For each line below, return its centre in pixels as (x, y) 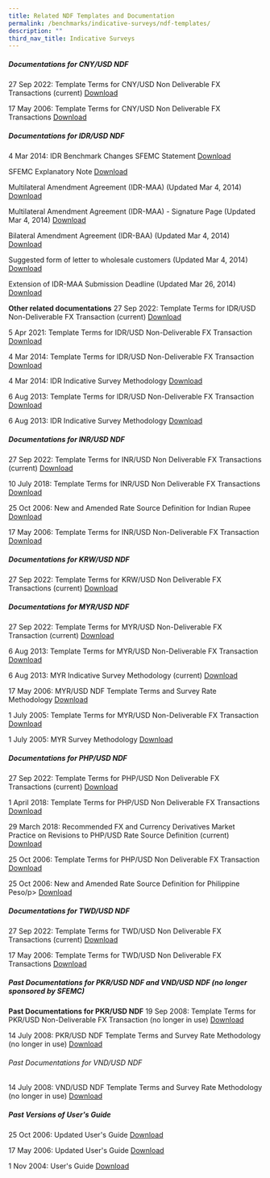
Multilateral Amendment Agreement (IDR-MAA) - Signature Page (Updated (132, 211)
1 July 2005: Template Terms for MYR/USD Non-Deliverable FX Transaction (134, 716)
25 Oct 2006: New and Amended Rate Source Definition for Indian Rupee (130, 508)
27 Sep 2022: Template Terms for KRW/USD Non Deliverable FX (115, 580)
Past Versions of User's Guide (60, 1114)
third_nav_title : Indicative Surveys (72, 38)
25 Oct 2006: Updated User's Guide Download (86, 1135)
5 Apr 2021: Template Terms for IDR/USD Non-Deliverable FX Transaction (130, 332)
